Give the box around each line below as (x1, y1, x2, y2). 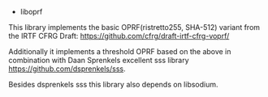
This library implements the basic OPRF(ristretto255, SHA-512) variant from (8, 23, 261, 32)
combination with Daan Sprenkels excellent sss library (8, 56, 189, 65)
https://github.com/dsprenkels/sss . (8, 64, 126, 74)
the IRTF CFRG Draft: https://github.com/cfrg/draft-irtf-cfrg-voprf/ (8, 32, 230, 40)
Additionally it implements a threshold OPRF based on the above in (8, 47, 231, 56)
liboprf (19, 7, 43, 16)
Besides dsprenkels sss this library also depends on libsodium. (8, 80, 218, 89)
